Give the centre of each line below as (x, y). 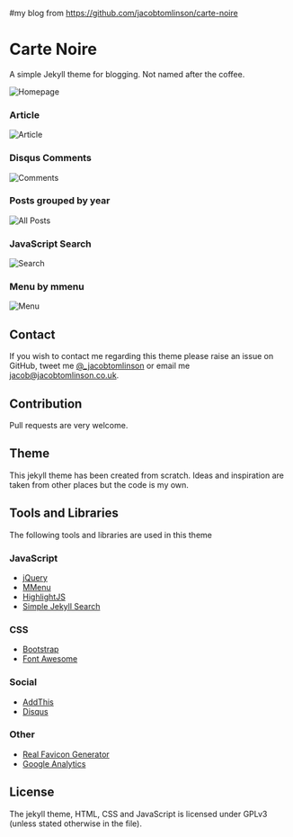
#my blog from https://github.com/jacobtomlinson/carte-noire (124, 13)
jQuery (35, 577)
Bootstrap (40, 649)
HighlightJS (44, 597)
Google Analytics (54, 763)
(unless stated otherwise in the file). (75, 823)
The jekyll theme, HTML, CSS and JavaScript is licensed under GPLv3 (138, 814)
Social (23, 682)
